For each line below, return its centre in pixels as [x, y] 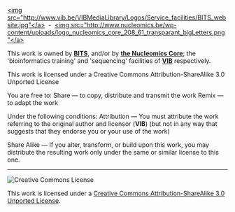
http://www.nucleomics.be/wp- [131, 25]
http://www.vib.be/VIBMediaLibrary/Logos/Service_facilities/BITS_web [125, 17]
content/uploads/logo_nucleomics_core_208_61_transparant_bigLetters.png [116, 32]
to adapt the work [33, 103]
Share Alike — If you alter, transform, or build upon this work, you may [108, 145]
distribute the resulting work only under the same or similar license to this [113, 152]
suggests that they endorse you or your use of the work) [88, 131]
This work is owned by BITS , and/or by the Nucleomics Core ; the [101, 53]
